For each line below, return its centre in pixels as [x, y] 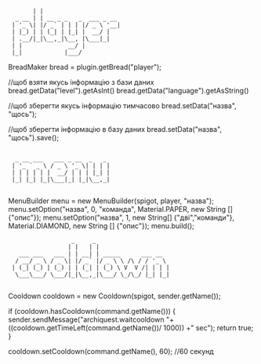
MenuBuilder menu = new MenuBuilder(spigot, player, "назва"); [111, 201]
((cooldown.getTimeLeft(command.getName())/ [85, 328]
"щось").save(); [34, 138]
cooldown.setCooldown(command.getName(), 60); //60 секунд [111, 351]
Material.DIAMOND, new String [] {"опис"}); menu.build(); [101, 226]
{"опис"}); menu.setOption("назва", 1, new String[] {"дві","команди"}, [121, 217]
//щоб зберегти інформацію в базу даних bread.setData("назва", [115, 129]
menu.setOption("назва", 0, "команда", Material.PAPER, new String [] [121, 209]
